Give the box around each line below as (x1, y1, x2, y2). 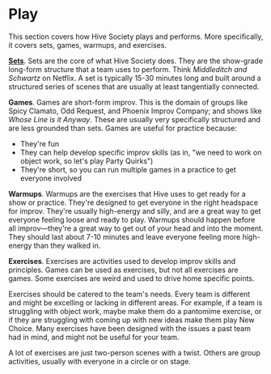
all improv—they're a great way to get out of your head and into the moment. (8, 223, 264, 233)
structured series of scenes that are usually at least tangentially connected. (8, 82, 260, 91)
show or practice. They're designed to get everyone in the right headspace (8, 198, 259, 207)
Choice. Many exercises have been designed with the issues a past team (8, 323, 251, 333)
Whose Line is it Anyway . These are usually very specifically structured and (8, 114, 261, 124)
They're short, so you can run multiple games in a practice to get (19, 164, 236, 174)
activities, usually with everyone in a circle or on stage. (8, 356, 192, 366)
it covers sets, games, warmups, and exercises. (8, 40, 167, 49)
